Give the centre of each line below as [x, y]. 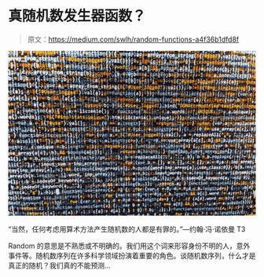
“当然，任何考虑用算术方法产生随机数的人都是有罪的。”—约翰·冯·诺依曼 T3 [127, 229]
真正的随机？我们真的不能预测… [60, 266]
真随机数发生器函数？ [77, 16]
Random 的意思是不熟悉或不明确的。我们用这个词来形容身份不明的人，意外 [129, 246]
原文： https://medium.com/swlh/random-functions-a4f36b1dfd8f [133, 39]
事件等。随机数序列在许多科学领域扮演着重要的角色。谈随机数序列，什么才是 [132, 256]
